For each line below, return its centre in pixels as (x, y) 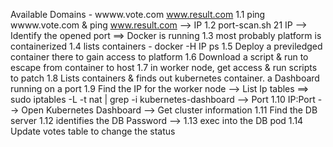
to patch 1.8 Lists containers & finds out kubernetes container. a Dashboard (165, 78)
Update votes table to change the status (93, 131)
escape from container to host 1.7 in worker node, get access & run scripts (164, 67)
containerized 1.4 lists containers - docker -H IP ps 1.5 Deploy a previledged (166, 46)
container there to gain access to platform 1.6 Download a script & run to (159, 57)
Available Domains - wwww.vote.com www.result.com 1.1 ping (138, 14)
